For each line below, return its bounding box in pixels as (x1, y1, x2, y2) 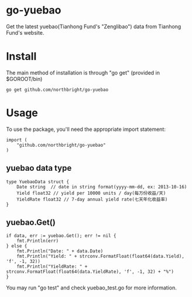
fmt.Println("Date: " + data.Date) (16, 248, 104, 254)
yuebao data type (6, 163, 72, 173)
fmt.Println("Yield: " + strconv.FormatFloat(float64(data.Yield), (16, 254, 184, 259)
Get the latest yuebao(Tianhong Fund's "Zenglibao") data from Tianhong (6, 23, 181, 30)
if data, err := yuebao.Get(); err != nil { (6, 233, 116, 239)
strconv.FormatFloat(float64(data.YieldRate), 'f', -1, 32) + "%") (6, 269, 174, 275)
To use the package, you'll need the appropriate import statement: (6, 126, 166, 133)
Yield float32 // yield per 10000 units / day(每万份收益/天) (16, 190, 166, 196)
